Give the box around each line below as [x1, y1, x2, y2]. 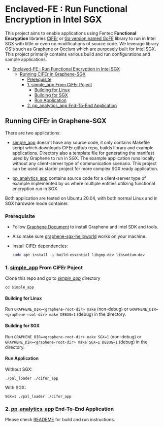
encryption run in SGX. [12, 186, 59, 192]
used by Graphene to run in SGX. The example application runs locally [12, 155, 155, 161]
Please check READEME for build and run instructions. [5, 417, 115, 423]
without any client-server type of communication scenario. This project [12, 160, 157, 166]
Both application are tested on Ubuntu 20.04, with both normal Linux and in [5, 195, 158, 201]
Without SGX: [5, 366, 33, 372]
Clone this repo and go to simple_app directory [5, 275, 100, 281]
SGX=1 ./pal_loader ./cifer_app [5, 394, 71, 399]
